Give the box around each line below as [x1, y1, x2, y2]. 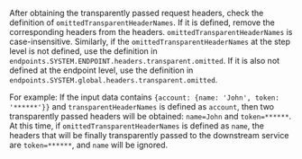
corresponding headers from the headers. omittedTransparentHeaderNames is [9, 27, 293, 37]
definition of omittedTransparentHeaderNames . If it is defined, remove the [9, 17, 275, 28]
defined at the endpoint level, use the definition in [9, 65, 194, 75]
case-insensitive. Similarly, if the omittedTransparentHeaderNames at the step [9, 36, 291, 47]
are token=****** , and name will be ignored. [9, 139, 169, 150]
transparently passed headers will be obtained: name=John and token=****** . [9, 111, 292, 121]
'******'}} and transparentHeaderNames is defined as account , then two [9, 102, 275, 111]
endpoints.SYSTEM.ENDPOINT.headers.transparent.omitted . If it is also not [9, 56, 280, 66]
